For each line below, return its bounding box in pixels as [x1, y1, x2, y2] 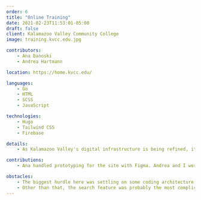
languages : [6, 80, 33, 86]
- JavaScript [17, 102, 50, 108]
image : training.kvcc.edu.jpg [6, 37, 82, 43]
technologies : [6, 113, 42, 119]
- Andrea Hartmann [17, 58, 63, 65]
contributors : [6, 47, 42, 54]
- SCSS [17, 97, 33, 103]
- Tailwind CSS [17, 124, 55, 131]
